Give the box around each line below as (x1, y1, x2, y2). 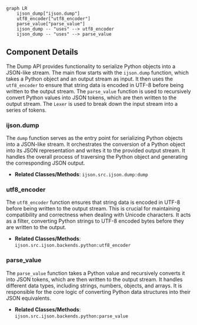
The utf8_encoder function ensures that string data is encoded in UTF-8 (6, 199, 181, 206)
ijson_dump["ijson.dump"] (16, 11, 81, 16)
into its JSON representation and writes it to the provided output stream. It (6, 147, 185, 154)
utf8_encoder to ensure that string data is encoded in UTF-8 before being (6, 81, 184, 88)
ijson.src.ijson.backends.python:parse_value (14, 313, 128, 319)
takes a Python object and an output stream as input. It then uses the (6, 75, 173, 82)
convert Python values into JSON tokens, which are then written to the (6, 94, 177, 101)
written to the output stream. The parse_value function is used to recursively (6, 88, 191, 95)
